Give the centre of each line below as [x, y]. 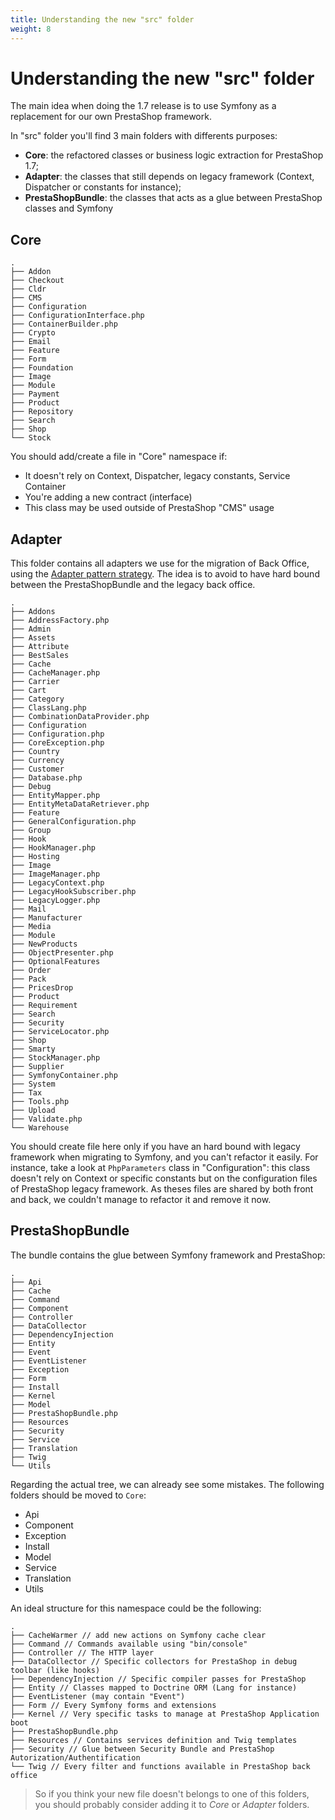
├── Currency [37, 761]
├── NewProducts [44, 944]
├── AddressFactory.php [60, 621]
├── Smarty [33, 1049]
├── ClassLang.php [48, 708]
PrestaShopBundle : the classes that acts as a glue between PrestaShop [173, 198]
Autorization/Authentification [75, 1757]
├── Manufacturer [46, 918]
